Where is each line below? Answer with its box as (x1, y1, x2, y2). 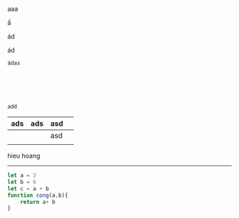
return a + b (20, 198, 55, 205)
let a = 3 (7, 172, 37, 179)
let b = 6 (7, 178, 37, 185)
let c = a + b (7, 185, 50, 192)
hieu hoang (7, 151, 41, 160)
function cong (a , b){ (7, 192, 69, 199)
